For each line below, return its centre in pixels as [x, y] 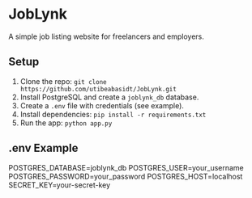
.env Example [43, 148]
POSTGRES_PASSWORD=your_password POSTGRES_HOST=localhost [126, 176]
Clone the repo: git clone [63, 81]
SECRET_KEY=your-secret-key [60, 185]
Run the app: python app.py [66, 123]
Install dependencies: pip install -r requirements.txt [113, 114]
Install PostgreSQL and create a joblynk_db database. [109, 97]
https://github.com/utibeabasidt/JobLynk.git [98, 89]
